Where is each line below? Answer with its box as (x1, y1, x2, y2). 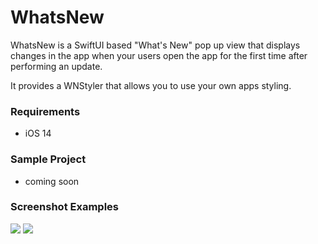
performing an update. (10, 60, 103, 72)
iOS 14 (24, 127, 52, 140)
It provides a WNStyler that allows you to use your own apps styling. (10, 79, 292, 91)
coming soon (24, 175, 80, 187)
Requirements (10, 104, 81, 118)
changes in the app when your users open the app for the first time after (10, 49, 308, 61)
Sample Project (10, 152, 87, 166)
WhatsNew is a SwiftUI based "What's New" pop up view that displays (10, 39, 301, 51)
